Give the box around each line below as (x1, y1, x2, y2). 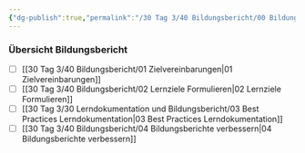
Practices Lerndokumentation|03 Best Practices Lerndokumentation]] (21, 114, 283, 125)
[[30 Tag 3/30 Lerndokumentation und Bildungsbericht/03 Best (21, 103, 259, 114)
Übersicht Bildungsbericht (8, 43, 128, 55)
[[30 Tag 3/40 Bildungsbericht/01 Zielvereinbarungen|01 (21, 63, 233, 74)
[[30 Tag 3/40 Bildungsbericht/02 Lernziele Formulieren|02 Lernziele (21, 83, 281, 94)
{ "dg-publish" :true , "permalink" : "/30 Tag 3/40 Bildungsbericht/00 (8, 13, 266, 23)
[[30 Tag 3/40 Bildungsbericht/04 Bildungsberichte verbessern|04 (21, 123, 272, 134)
